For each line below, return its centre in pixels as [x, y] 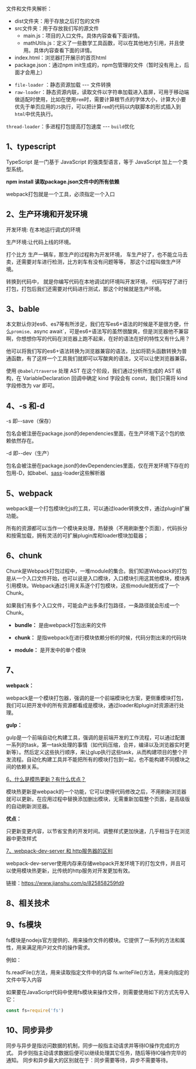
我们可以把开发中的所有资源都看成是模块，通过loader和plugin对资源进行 [93, 705]
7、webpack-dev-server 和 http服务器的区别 [60, 851]
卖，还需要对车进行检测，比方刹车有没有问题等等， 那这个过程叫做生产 [91, 262]
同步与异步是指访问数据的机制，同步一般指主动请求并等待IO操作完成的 [90, 1045]
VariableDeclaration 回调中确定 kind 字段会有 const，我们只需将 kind [105, 378]
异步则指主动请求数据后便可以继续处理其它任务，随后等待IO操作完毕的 [102, 1053]
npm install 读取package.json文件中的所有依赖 [63, 181]
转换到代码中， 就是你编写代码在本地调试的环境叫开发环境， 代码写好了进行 [97, 281]
